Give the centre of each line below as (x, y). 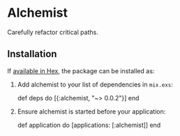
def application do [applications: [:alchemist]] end (89, 125)
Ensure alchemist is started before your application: (91, 111)
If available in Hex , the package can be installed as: (81, 70)
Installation (32, 54)
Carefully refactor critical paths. (53, 32)
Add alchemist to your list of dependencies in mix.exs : (95, 84)
